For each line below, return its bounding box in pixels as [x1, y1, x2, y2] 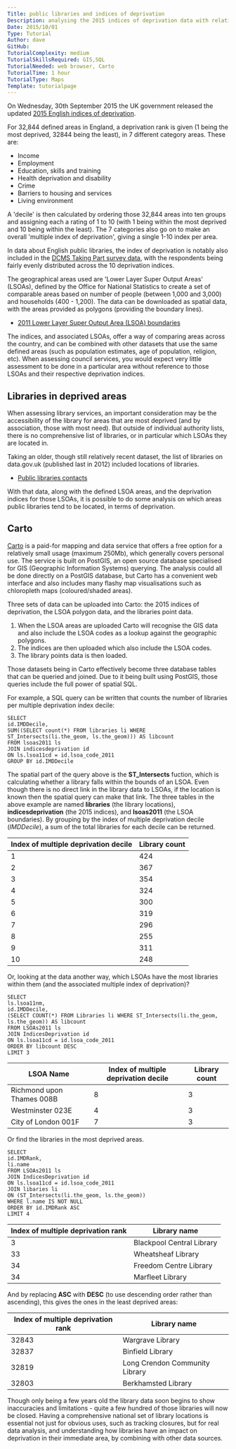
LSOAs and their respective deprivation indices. [7, 369, 145, 378]
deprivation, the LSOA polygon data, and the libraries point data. [7, 607, 193, 616]
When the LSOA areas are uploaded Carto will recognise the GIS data [17, 621, 218, 630]
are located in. [7, 439, 49, 448]
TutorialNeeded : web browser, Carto [7, 63, 114, 70]
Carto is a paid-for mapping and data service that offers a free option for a [7, 541, 223, 550]
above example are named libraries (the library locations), [7, 800, 176, 808]
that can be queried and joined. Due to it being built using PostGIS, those [7, 672, 218, 680]
